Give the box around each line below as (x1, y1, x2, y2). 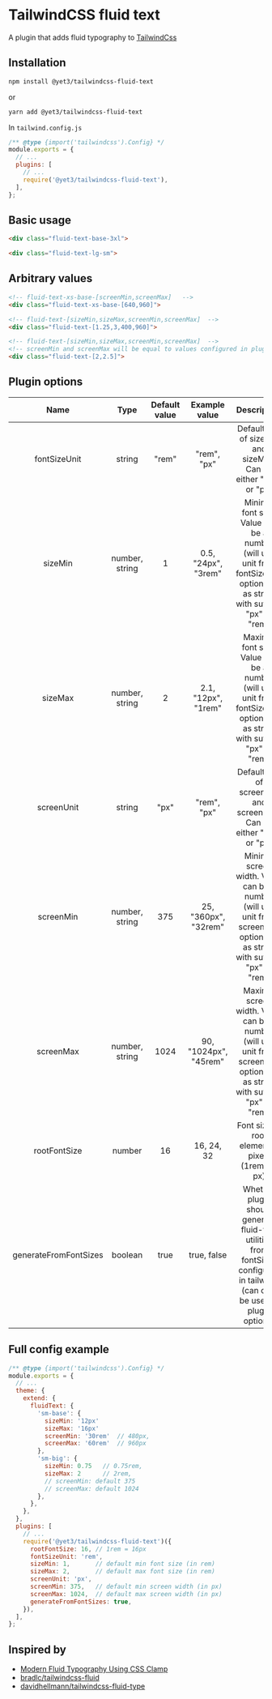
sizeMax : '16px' (44, 1424, 100, 1432)
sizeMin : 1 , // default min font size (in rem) (29, 1560, 216, 1569)
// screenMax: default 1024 (44, 1484, 139, 1492)
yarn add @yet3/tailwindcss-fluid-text (8, 108, 143, 116)
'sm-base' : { (37, 1409, 82, 1417)
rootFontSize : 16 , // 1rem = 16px (29, 1545, 147, 1553)
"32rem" (191, 921, 225, 933)
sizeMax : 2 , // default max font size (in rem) (29, 1568, 216, 1576)
